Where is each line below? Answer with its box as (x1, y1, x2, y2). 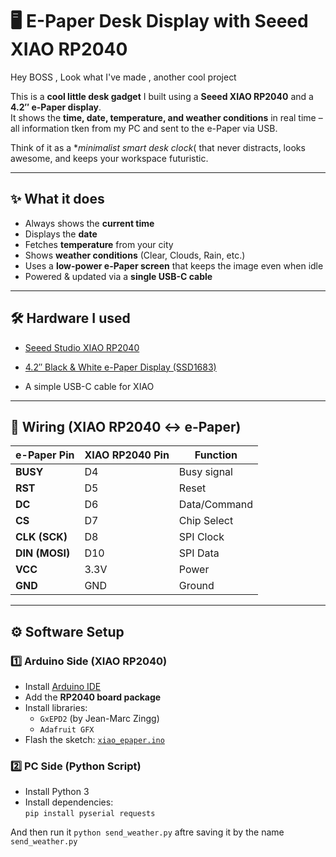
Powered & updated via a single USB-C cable (24, 270, 213, 282)
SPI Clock (178, 530, 225, 544)
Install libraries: (24, 702, 88, 714)
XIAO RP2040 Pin (84, 448, 170, 462)
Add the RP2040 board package (24, 691, 162, 703)
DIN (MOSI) (15, 546, 71, 560)
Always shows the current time (24, 217, 155, 229)
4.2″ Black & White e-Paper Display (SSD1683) (24, 361, 217, 373)
